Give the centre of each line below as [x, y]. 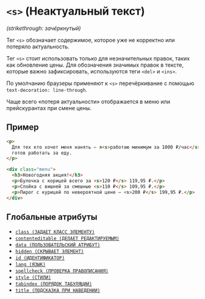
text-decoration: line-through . [47, 89]
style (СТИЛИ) [33, 278]
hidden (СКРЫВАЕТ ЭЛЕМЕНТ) [49, 252]
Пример [23, 127]
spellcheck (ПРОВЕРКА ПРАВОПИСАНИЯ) [62, 271]
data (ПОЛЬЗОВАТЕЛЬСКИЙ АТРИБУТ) [58, 245]
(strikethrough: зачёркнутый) [44, 28]
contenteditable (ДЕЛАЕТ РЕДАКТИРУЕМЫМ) [67, 239]
